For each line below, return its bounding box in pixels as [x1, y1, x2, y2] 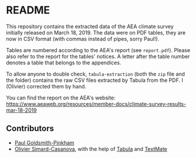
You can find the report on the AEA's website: [6, 94, 116, 101]
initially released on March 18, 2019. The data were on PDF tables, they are [6, 29, 186, 36]
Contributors [6, 123, 54, 133]
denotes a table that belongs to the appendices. [6, 59, 122, 66]
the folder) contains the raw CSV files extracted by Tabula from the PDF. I [6, 77, 183, 84]
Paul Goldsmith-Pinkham [14, 139, 75, 146]
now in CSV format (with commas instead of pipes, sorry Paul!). [6, 35, 160, 42]
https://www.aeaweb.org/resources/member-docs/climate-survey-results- [6, 100, 186, 107]
